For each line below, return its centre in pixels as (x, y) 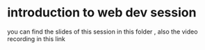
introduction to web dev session (102, 13)
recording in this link (36, 38)
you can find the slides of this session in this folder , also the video (102, 32)
